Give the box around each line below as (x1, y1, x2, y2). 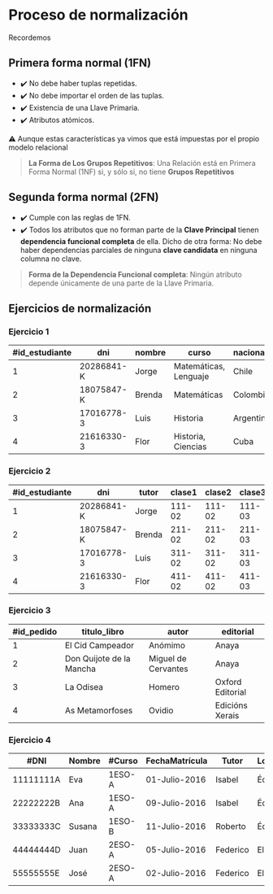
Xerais (214, 709, 240, 721)
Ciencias (173, 441, 207, 452)
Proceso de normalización (8, 6, 188, 24)
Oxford (214, 676, 242, 687)
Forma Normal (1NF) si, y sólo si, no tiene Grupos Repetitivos (28, 167, 235, 177)
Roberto (214, 821, 246, 832)
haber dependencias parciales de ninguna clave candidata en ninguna (19, 245, 258, 255)
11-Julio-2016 (145, 821, 206, 832)
